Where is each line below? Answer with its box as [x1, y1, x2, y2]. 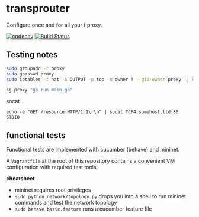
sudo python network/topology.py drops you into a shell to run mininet [14, 193, 187, 200]
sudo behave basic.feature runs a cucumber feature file [14, 205, 152, 212]
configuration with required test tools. [6, 164, 98, 171]
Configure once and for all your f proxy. [6, 21, 102, 28]
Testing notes [6, 50, 58, 60]
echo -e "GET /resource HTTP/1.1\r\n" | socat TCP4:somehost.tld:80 [6, 109, 179, 115]
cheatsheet [6, 175, 35, 182]
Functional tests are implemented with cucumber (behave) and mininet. [6, 146, 180, 153]
